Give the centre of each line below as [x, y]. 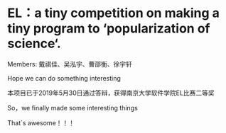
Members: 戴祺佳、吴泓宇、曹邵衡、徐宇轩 [70, 64]
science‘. [34, 44]
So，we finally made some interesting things [73, 108]
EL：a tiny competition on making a [114, 13]
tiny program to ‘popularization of [109, 29]
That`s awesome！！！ [41, 122]
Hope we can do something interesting [64, 78]
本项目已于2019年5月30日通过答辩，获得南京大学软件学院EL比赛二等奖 [111, 93]
